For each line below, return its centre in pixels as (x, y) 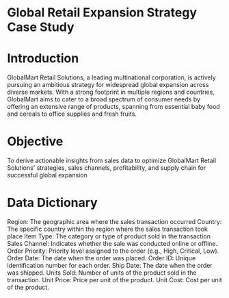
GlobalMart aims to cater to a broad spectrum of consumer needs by (104, 99)
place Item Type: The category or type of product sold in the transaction (109, 236)
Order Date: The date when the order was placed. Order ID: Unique (102, 258)
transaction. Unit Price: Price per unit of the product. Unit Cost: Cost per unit (114, 280)
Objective (35, 141)
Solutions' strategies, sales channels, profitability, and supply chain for (107, 168)
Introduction (43, 59)
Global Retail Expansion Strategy (102, 13)
